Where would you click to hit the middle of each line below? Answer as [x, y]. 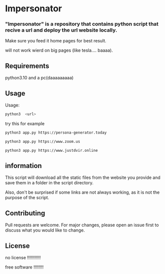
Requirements [27, 66]
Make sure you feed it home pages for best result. [56, 41]
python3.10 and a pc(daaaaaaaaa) [39, 78]
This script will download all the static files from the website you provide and [83, 177]
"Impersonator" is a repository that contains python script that [82, 24]
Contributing [25, 213]
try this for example [25, 123]
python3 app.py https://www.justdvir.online [51, 150]
